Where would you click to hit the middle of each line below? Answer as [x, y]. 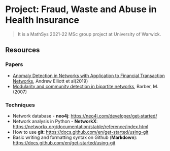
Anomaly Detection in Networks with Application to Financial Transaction [89, 75]
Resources [23, 50]
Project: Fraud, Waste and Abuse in [81, 9]
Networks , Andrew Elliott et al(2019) [50, 81]
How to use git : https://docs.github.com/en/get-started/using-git [80, 132]
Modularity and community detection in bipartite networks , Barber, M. [86, 86]
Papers [14, 64]
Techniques [20, 105]
